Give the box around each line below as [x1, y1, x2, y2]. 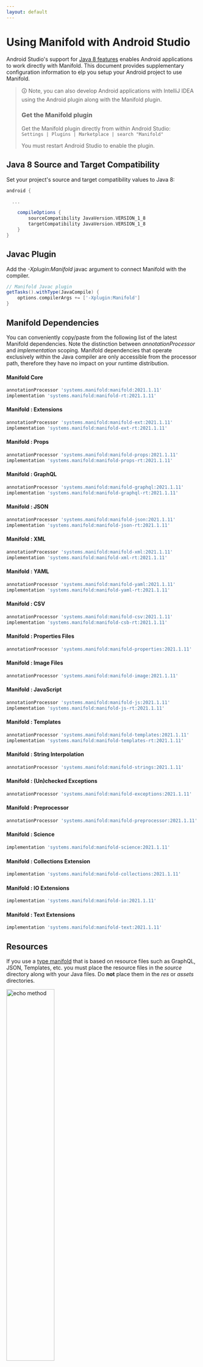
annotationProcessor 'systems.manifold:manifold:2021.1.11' [6, 387, 163, 393]
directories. [6, 977, 35, 984]
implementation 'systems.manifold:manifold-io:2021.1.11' [6, 898, 157, 904]
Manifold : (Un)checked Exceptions [6, 777, 98, 785]
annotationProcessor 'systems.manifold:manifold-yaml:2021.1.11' [6, 581, 176, 587]
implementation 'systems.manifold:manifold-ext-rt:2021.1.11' [6, 425, 168, 431]
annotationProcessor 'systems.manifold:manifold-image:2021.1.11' [6, 673, 179, 679]
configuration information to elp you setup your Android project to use [6, 68, 182, 76]
